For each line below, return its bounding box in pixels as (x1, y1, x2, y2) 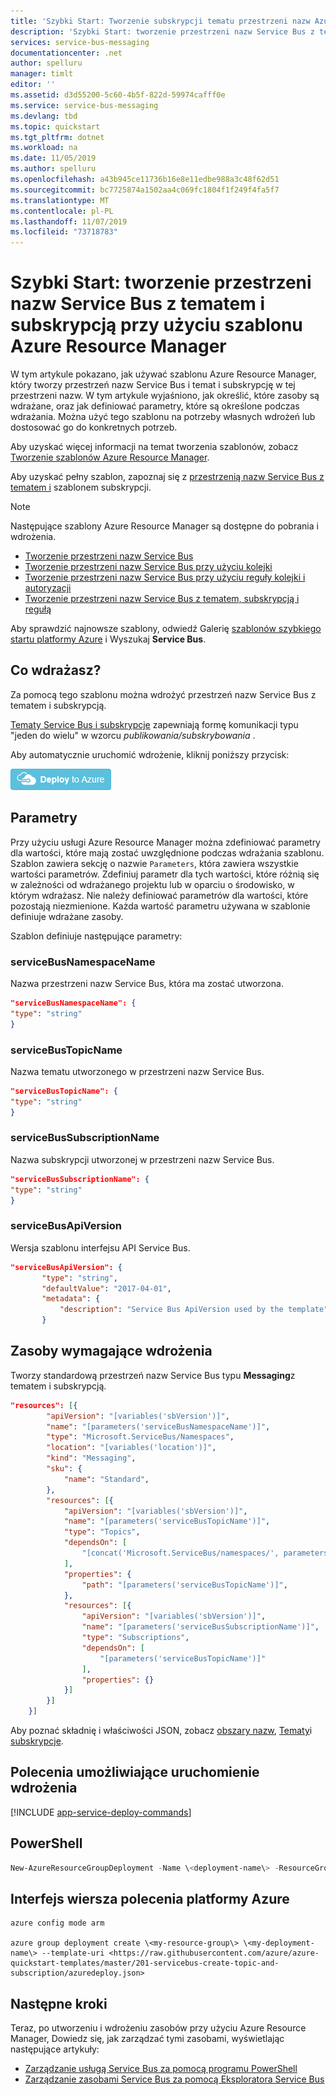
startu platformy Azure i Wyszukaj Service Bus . (10, 633, 207, 645)
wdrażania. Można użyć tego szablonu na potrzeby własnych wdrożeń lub (10, 411, 316, 423)
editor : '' (10, 80, 56, 90)
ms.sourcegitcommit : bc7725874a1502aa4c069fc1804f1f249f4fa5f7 (10, 185, 280, 195)
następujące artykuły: (10, 2043, 100, 2055)
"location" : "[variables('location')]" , (46, 1443, 217, 1453)
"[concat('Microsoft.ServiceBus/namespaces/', (81, 1548, 280, 1559)
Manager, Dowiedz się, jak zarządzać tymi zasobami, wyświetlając (10, 2033, 285, 2045)
